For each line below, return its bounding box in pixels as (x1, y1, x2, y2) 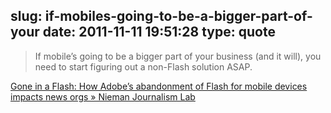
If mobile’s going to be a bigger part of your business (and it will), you (34, 50, 322, 62)
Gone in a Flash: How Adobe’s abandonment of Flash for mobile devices (10, 80, 308, 92)
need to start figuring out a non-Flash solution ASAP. (34, 60, 253, 73)
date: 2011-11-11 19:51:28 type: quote (42, 24, 276, 41)
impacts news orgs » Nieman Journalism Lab (10, 90, 196, 103)
